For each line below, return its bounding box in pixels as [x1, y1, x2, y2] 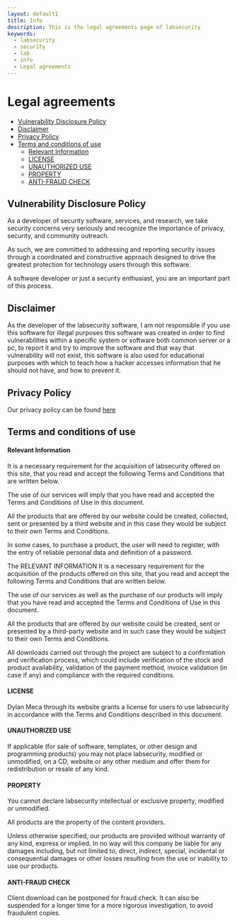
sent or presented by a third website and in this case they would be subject [7, 519, 226, 528]
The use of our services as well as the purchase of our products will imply [7, 590, 223, 599]
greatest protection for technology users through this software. [7, 260, 191, 269]
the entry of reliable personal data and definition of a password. [7, 548, 193, 556]
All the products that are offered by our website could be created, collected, [7, 512, 229, 520]
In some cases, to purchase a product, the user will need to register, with [7, 540, 220, 549]
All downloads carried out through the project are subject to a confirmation [7, 648, 226, 656]
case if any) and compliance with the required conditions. [7, 670, 175, 679]
